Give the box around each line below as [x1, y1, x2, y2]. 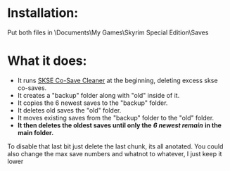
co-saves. [17, 83, 47, 92]
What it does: [7, 53, 87, 69]
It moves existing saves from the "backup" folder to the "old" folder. [17, 113, 215, 122]
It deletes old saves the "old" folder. [17, 106, 122, 114]
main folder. [17, 128, 54, 137]
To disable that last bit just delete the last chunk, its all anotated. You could [7, 142, 224, 151]
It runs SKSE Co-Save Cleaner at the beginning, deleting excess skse [17, 76, 218, 84]
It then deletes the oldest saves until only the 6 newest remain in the [17, 121, 222, 129]
